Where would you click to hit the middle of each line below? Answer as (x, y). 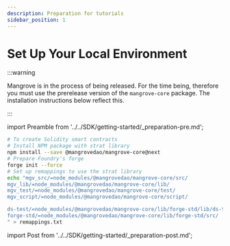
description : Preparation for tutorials (66, 13)
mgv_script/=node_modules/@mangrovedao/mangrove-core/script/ (98, 197)
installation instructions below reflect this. (66, 101)
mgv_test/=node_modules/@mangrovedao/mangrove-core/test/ (91, 190)
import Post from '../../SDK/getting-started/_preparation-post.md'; (100, 235)
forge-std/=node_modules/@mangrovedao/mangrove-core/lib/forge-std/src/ (113, 216)
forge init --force (35, 165)
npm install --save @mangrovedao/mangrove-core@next (84, 152)
